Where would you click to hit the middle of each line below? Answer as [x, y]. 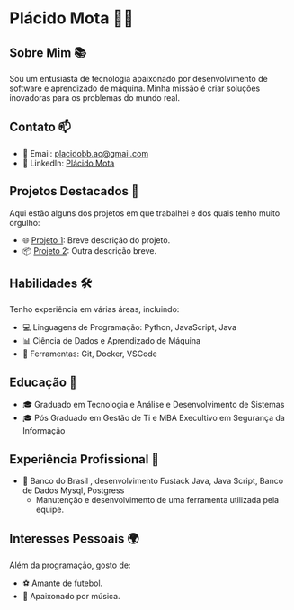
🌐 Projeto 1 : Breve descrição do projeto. [96, 240]
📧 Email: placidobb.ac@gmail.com [85, 153]
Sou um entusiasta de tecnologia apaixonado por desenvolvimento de [138, 79]
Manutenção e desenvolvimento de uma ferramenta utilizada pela [157, 500]
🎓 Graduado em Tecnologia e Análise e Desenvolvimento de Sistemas [153, 405]
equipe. [50, 510]
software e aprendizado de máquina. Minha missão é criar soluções [135, 88]
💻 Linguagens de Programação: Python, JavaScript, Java [129, 327]
